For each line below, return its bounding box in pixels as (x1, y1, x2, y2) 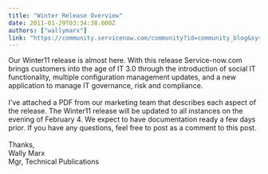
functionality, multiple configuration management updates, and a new (8, 72, 237, 82)
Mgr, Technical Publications (8, 157, 100, 167)
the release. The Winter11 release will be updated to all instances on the (8, 106, 243, 116)
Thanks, (8, 140, 35, 149)
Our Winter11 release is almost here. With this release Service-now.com (8, 56, 243, 65)
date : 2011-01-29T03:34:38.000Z (8, 19, 116, 27)
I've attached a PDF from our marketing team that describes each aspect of (8, 98, 257, 107)
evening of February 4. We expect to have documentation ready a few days (8, 114, 256, 124)
